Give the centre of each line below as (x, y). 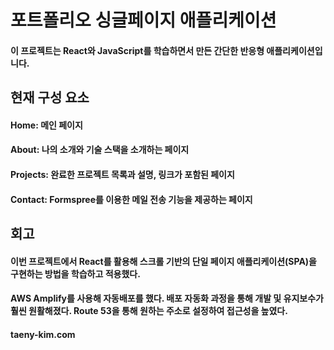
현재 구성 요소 (50, 97)
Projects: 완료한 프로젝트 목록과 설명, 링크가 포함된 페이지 (122, 174)
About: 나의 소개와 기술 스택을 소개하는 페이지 (100, 150)
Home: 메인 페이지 (46, 125)
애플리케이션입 (294, 50)
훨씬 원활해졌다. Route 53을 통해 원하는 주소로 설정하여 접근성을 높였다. (149, 311)
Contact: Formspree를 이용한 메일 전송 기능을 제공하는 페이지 (131, 199)
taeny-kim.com (43, 334)
